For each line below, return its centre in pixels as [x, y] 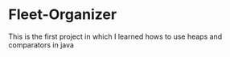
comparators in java [41, 44]
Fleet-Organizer [63, 15]
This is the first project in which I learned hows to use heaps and [115, 36]
